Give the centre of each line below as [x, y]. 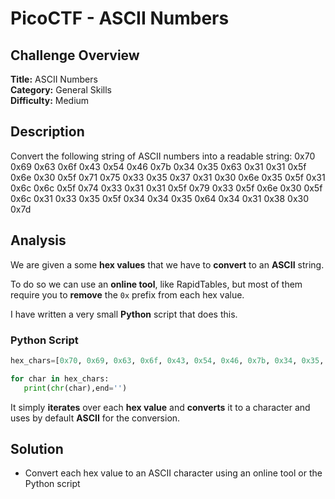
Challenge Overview [75, 55]
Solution [37, 448]
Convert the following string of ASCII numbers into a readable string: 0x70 [163, 156]
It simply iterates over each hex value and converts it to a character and [160, 407]
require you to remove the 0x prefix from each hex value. [127, 294]
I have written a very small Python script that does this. [124, 314]
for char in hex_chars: [60, 378]
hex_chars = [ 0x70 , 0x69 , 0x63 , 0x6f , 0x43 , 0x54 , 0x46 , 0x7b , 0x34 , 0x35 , [167, 360]
